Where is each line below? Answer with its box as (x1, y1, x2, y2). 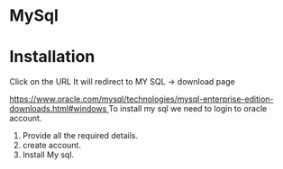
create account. (22, 140, 81, 151)
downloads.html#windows (9, 103, 107, 114)
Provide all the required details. (22, 130, 138, 141)
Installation (9, 47, 96, 67)
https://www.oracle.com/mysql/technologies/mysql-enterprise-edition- (9, 93, 274, 104)
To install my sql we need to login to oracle (108, 103, 268, 114)
